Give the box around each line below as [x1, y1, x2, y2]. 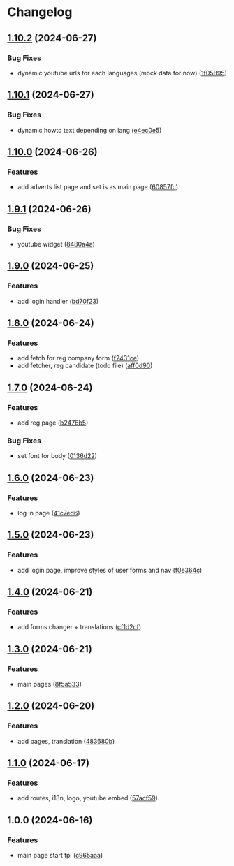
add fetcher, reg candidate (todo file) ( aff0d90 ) [17, 361, 153, 370]
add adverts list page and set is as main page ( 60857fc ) [17, 183, 179, 191]
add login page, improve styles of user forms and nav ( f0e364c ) [17, 566, 203, 574]
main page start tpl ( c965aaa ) [17, 851, 103, 860]
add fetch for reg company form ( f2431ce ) [17, 354, 140, 362]
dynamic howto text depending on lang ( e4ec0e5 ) [17, 126, 162, 134]
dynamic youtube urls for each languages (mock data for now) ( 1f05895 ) [17, 68, 227, 77]
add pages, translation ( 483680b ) [17, 737, 115, 745]
